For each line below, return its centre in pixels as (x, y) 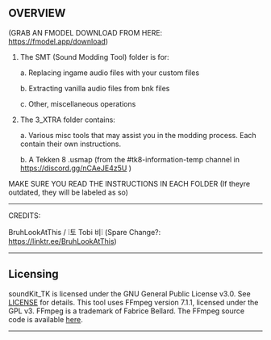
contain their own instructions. (71, 144)
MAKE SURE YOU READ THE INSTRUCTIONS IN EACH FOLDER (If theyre (129, 183)
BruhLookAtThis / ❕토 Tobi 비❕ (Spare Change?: (85, 232)
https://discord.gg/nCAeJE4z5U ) (75, 168)
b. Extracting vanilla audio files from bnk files (95, 88)
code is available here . (46, 319)
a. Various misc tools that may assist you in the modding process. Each (138, 135)
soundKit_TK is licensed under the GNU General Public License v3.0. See (130, 293)
